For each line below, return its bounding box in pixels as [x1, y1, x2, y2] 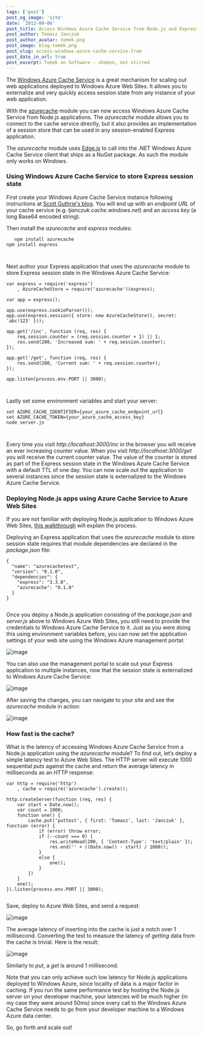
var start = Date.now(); [17, 802, 80, 808]
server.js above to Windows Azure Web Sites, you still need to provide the [6, 618, 190, 625]
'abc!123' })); [6, 318, 45, 324]
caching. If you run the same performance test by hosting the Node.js [6, 986, 180, 994]
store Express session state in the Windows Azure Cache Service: [6, 269, 170, 276]
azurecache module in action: [6, 703, 80, 710]
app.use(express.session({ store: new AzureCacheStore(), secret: [6, 312, 177, 318]
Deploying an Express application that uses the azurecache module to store [6, 534, 195, 541]
